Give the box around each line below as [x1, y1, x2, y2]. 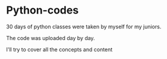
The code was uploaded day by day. [6, 34, 95, 41]
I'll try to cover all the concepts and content [6, 45, 113, 53]
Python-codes [6, 4, 79, 17]
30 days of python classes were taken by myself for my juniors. [6, 23, 162, 30]
